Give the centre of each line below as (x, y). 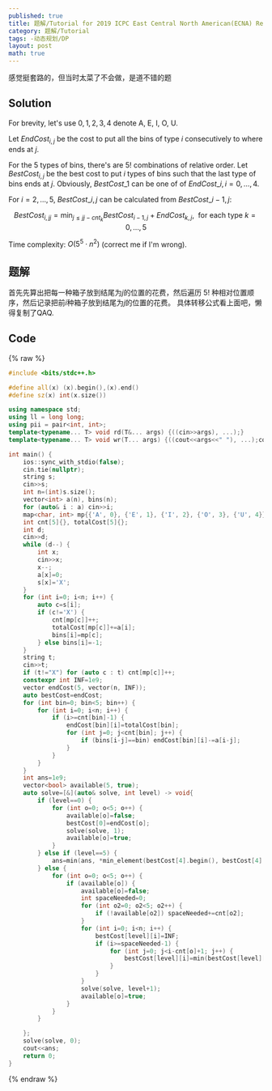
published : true (36, 16)
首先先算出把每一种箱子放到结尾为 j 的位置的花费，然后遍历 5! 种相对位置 (128, 293)
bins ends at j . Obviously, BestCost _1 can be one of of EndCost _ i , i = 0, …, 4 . (134, 184)
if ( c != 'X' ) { (61, 613)
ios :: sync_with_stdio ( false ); (74, 462)
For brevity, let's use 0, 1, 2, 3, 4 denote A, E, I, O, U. (93, 123)
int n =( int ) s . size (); (59, 492)
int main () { (30, 454)
